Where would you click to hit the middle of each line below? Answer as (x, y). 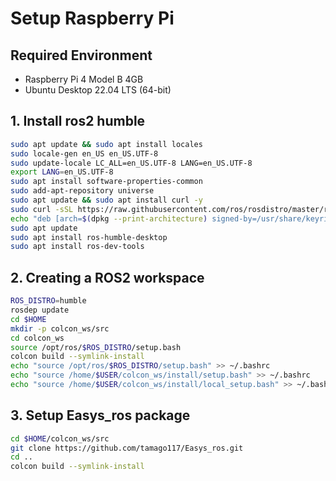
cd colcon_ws (37, 338)
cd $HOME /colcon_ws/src (60, 438)
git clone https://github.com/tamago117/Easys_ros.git (127, 448)
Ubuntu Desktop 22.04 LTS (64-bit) (98, 90)
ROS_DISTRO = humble (48, 301)
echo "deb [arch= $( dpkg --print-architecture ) (109, 218)
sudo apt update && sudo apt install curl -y (106, 200)
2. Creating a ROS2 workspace (107, 277)
